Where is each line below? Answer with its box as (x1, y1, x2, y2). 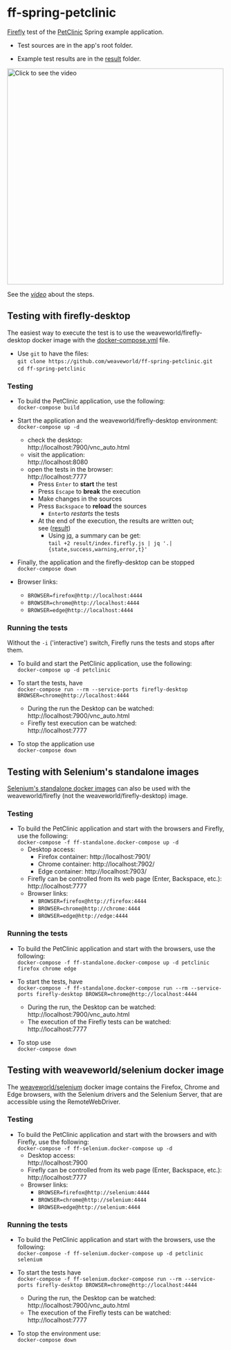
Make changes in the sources (37, 494, 122, 503)
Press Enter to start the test (37, 480, 118, 488)
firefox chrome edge (17, 965, 77, 972)
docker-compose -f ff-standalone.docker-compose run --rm (17, 984, 188, 992)
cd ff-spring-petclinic (17, 365, 86, 372)
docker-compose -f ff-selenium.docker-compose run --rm (17, 1276, 182, 1283)
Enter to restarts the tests (48, 510, 120, 518)
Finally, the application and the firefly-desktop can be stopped (17, 558, 195, 566)
